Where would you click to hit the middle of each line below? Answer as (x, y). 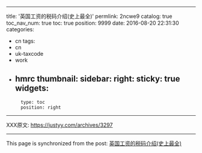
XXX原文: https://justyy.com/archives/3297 (60, 125)
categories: (20, 29)
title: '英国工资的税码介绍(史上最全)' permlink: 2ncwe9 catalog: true (89, 16)
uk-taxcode (29, 54)
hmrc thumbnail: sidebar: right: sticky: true (97, 79)
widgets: (32, 88)
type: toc (33, 102)
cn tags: (25, 41)
